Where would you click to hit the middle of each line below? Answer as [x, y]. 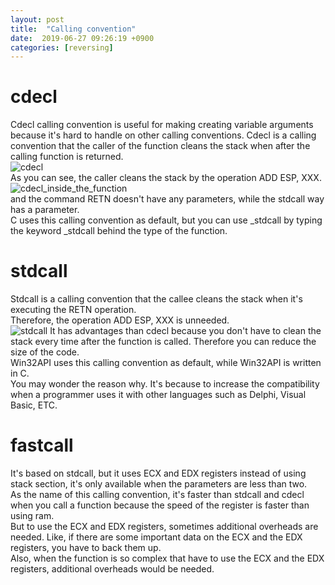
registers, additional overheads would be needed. [112, 569]
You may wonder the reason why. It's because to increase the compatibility [165, 384]
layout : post [37, 19]
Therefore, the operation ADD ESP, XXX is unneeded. [120, 320]
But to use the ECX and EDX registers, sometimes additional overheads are [164, 527]
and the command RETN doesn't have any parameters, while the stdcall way [167, 199]
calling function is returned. [67, 157]
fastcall [42, 445]
